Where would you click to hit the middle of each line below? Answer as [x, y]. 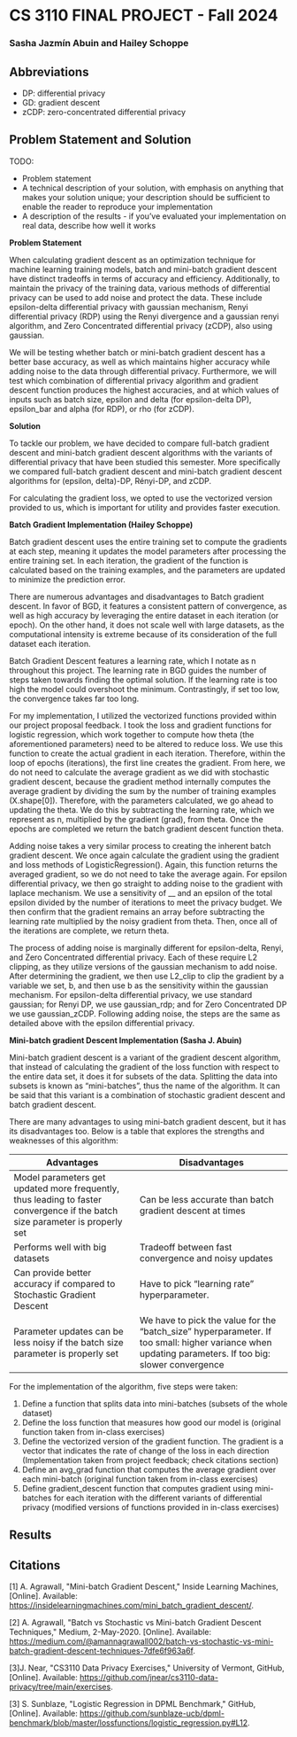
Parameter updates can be [69, 1331]
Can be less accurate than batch [207, 1199]
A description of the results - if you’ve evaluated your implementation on [154, 216]
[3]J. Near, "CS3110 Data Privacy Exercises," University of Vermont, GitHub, [147, 1668]
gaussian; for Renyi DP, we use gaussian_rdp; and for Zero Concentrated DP [148, 1004]
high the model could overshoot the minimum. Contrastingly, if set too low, [145, 689]
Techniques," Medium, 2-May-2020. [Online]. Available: [110, 1632]
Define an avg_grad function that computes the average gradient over [149, 1469]
